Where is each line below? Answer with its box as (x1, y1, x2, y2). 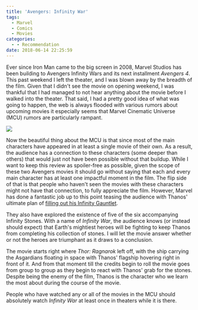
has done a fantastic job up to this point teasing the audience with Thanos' (6, 193, 188, 200)
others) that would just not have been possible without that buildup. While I (6, 155, 189, 162)
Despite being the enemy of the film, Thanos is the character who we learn (6, 273, 188, 280)
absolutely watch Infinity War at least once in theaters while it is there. (6, 297, 177, 304)
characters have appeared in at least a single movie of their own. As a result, (6, 143, 193, 150)
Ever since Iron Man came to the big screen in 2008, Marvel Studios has (6, 63, 182, 71)
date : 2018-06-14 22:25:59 (6, 47, 73, 53)
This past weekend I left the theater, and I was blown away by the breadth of (6, 76, 193, 83)
